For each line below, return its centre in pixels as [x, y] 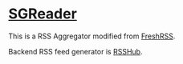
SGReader [43, 14]
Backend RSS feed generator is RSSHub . [75, 51]
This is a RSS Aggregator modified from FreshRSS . [92, 36]
